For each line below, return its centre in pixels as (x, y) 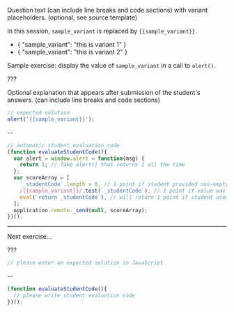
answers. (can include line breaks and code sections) (84, 100)
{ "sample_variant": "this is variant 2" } (72, 52)
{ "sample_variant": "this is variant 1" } (72, 44)
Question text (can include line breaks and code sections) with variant (108, 10)
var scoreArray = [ (42, 178)
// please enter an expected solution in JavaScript (85, 263)
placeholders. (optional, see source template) (72, 17)
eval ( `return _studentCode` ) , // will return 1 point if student (117, 197)
